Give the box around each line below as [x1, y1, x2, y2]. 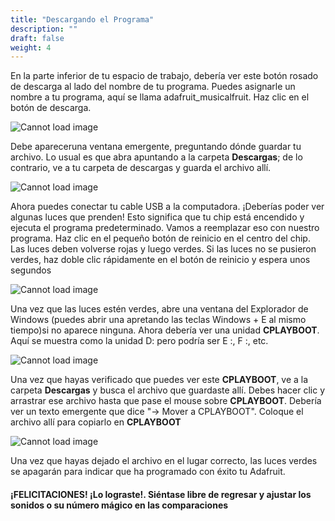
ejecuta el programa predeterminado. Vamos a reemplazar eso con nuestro [10, 222, 320, 234]
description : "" [10, 24, 78, 34]
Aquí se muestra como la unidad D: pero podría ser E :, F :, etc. [10, 335, 269, 347]
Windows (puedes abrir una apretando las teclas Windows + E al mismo [10, 314, 307, 326]
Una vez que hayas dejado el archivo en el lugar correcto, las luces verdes [10, 455, 318, 467]
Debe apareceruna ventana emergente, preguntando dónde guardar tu [10, 141, 302, 153]
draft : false [10, 33, 65, 43]
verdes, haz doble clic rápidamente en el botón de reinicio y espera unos [10, 254, 311, 266]
